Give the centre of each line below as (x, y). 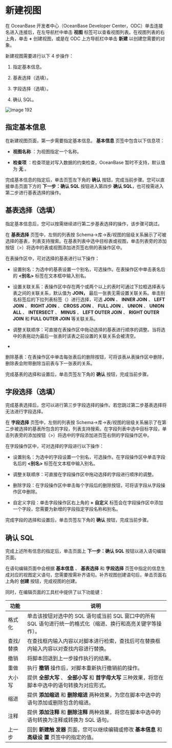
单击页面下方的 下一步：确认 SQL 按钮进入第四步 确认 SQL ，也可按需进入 (87, 186)
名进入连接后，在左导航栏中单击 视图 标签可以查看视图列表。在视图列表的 (83, 32)
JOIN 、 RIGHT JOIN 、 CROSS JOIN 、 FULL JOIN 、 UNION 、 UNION (89, 305)
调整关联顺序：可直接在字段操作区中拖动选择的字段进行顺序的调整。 (84, 474)
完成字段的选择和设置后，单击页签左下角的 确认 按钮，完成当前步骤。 (78, 520)
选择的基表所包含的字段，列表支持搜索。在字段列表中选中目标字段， (90, 429)
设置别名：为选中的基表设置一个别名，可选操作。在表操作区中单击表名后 (89, 269)
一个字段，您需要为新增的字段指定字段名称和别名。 (67, 509)
